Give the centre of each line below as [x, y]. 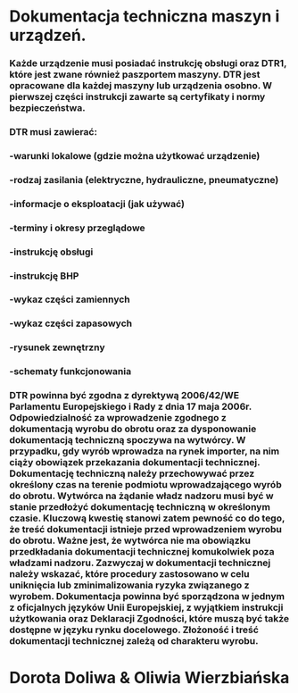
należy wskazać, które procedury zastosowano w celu [129, 574]
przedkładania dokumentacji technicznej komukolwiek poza [142, 552]
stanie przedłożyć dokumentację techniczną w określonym [140, 507]
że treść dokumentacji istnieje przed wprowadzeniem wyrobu [146, 530]
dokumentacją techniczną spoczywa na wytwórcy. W [128, 440]
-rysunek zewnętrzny [57, 347]
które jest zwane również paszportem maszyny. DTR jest [135, 75]
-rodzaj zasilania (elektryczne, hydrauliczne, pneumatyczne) [144, 180]
